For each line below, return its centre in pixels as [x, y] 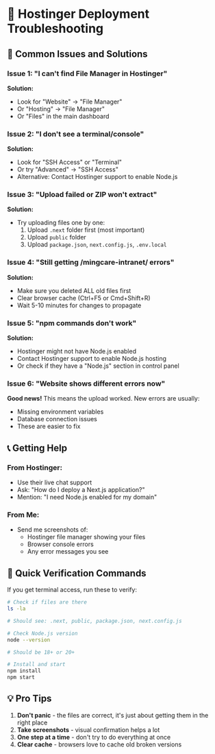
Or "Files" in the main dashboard [63, 116]
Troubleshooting [55, 28]
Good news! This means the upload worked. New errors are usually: [103, 399]
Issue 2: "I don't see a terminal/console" [76, 134]
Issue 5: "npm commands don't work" [72, 323]
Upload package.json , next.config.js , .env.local [97, 245]
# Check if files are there [47, 602]
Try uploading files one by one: [61, 223]
